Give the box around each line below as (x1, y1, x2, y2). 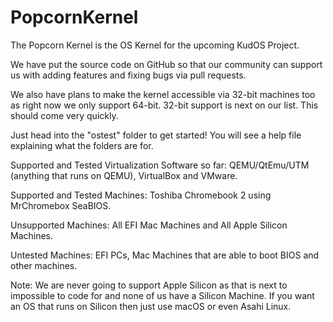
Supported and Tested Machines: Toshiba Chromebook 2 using (10, 189, 272, 201)
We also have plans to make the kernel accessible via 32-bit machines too (10, 88, 316, 100)
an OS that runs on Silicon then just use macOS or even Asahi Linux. (10, 300, 292, 312)
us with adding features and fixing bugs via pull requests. (10, 69, 247, 81)
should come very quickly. (10, 109, 119, 121)
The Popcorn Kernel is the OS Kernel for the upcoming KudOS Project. (10, 39, 300, 51)
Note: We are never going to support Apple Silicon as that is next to (10, 279, 288, 291)
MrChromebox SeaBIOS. (10, 199, 112, 211)
